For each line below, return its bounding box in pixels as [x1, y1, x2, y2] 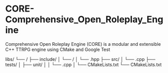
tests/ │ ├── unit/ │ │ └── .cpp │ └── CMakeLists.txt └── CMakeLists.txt [5, 61, 162, 67]
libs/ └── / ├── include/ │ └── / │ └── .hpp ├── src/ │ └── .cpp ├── [5, 56, 156, 62]
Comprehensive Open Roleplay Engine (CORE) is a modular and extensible [5, 41, 161, 47]
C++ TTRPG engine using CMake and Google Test [5, 46, 110, 52]
